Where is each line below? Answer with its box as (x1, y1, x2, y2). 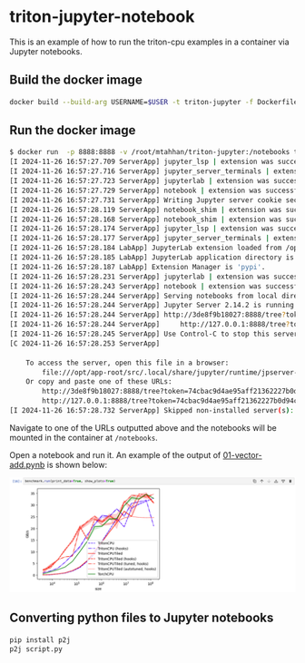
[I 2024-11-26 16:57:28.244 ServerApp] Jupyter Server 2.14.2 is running (9, 301, 295, 310)
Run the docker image (9, 122, 136, 138)
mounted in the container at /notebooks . (9, 432, 159, 443)
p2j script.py (9, 644, 64, 654)
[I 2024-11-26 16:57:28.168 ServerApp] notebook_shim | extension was (9, 215, 282, 224)
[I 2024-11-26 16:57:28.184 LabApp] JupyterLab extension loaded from (9, 243, 282, 253)
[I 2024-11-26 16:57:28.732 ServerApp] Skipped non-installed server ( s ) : (9, 406, 295, 415)
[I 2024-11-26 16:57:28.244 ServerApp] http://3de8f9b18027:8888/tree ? (9, 310, 286, 319)
